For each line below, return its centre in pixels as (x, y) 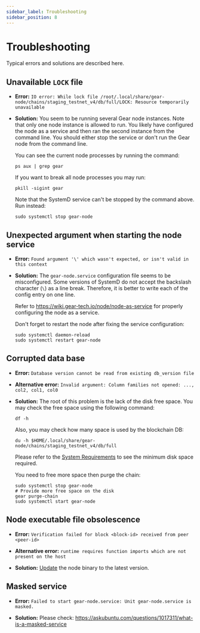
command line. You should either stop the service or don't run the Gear (102, 137)
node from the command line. (51, 144)
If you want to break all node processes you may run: (80, 177)
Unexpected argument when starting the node (94, 235)
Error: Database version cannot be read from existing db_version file (104, 373)
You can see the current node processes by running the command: (97, 155)
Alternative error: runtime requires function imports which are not (100, 551)
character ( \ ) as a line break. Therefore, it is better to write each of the (101, 288)
